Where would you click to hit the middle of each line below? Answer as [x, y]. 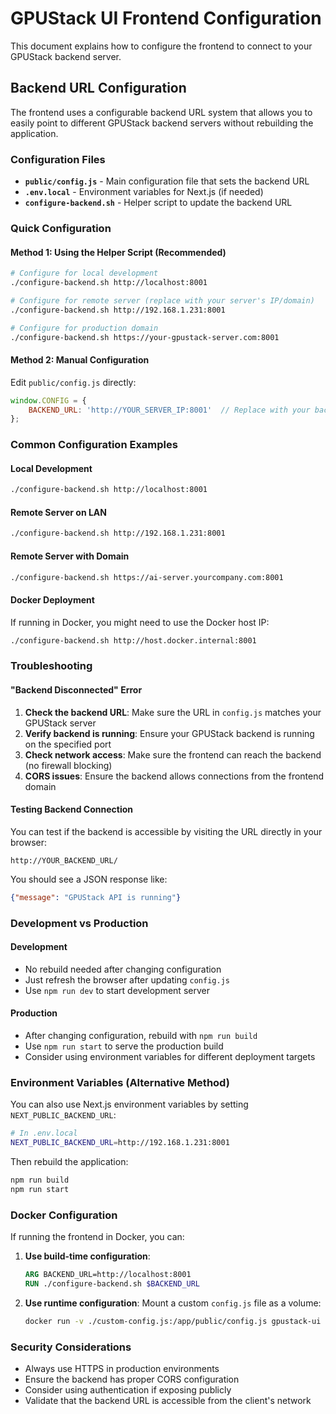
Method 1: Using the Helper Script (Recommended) [118, 252]
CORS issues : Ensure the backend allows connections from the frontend [174, 776]
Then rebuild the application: [69, 1162]
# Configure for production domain [84, 328]
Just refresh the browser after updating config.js [127, 979]
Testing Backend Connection [72, 809]
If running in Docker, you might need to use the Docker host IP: [140, 622]
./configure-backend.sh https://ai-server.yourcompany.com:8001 [147, 577]
